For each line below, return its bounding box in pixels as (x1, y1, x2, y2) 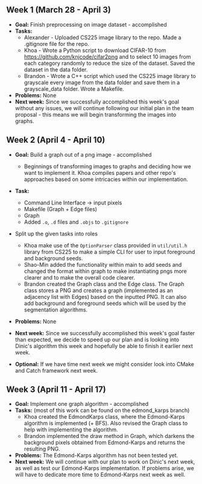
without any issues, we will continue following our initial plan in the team (14, 104, 194, 111)
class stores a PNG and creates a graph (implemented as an (24, 287, 174, 294)
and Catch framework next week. (14, 367, 98, 374)
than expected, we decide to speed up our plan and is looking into (14, 336, 180, 343)
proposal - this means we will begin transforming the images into (14, 111, 177, 118)
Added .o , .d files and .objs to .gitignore (24, 218, 128, 226)
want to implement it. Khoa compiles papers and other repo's (24, 169, 176, 176)
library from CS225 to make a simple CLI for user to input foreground (24, 248, 195, 255)
